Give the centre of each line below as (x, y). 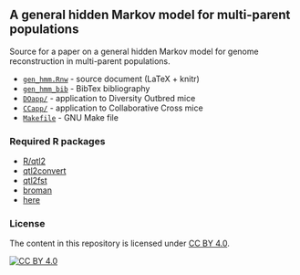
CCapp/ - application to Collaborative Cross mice (113, 108)
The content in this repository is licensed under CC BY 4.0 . (119, 243)
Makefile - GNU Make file (70, 117)
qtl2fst (35, 181)
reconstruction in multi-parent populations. (90, 61)
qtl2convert (44, 171)
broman (37, 190)
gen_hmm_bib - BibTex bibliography (86, 88)
